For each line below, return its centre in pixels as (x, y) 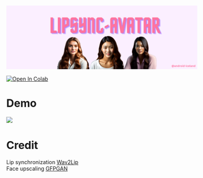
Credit (22, 145)
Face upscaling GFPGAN (37, 168)
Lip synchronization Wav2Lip (42, 162)
